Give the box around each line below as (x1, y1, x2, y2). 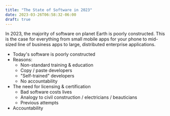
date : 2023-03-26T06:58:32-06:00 (5, 12, 77, 17)
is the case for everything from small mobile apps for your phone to (5, 36, 147, 42)
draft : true (5, 17, 31, 22)
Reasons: (12, 57, 33, 63)
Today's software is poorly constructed (12, 51, 95, 57)
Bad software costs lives (20, 89, 72, 95)
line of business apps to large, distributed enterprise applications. (17, 42, 156, 48)
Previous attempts (20, 100, 59, 106)
